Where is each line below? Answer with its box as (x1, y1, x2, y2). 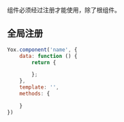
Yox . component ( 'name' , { (7, 46, 78, 53)
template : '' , (19, 84, 59, 91)
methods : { (19, 91, 50, 97)
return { (31, 59, 57, 66)
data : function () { (19, 52, 78, 59)
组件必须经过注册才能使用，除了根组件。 (7, 6, 121, 14)
